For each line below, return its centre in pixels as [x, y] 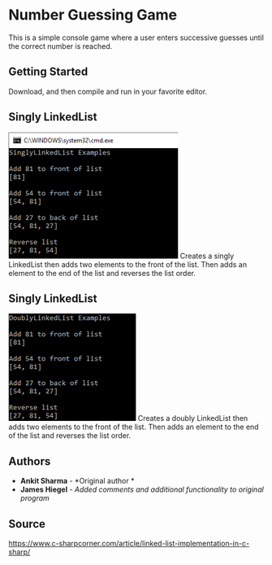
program [35, 498]
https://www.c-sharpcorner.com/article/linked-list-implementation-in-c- [129, 543]
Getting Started [48, 72]
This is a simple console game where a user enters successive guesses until [136, 37]
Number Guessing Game [93, 15]
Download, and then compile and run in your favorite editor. [108, 91]
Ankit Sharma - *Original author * [77, 481]
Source [27, 524]
